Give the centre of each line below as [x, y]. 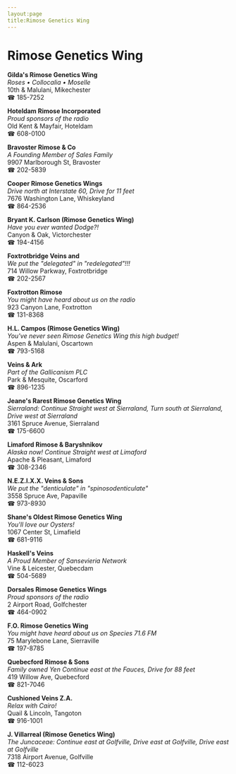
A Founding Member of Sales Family [60, 155]
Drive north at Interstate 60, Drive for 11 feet [71, 191]
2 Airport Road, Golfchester [47, 604]
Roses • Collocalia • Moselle [49, 83]
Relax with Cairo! [32, 706]
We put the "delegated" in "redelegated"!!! [69, 264]
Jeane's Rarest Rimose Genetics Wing [64, 401]
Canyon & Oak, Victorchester [49, 235]
